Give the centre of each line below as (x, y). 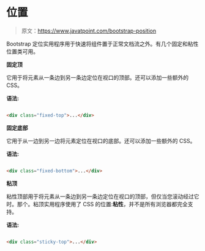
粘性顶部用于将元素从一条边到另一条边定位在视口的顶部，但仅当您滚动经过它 (103, 196)
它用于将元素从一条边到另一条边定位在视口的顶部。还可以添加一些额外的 (97, 77)
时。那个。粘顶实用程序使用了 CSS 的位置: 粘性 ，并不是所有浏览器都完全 (97, 204)
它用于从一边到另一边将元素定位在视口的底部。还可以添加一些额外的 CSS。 (101, 141)
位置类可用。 (22, 51)
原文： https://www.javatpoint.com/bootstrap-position (89, 31)
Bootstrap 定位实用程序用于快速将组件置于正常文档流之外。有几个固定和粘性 (102, 44)
